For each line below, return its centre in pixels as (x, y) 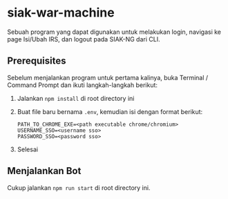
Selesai (28, 149)
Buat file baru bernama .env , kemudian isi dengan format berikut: (110, 111)
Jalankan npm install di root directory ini (76, 98)
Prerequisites (37, 61)
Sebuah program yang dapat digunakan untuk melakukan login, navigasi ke (114, 32)
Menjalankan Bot (44, 171)
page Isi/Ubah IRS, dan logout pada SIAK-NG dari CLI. (84, 39)
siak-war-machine (61, 13)
